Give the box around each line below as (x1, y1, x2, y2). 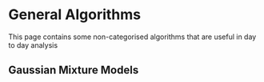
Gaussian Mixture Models (8, 64, 139, 77)
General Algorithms (8, 6, 142, 24)
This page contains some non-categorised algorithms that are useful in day (8, 32, 257, 41)
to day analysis (8, 40, 58, 49)
